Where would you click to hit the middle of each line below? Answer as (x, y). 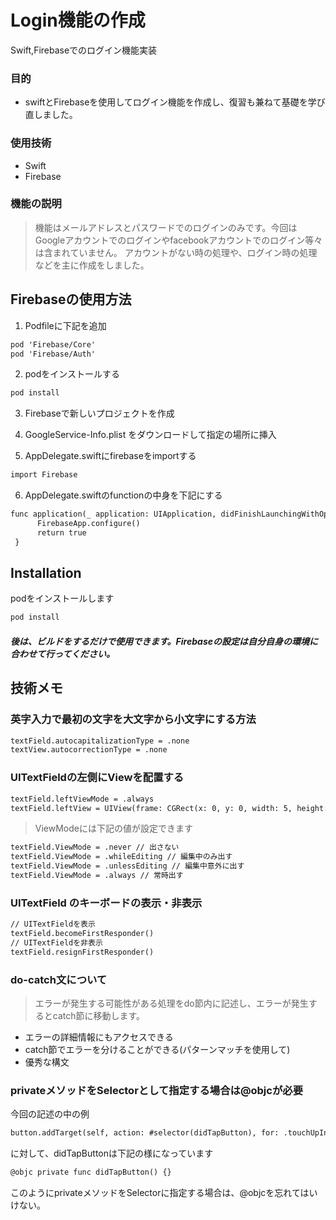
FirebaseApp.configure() (88, 524)
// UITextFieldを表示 (53, 924)
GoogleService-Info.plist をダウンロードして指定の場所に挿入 (150, 435)
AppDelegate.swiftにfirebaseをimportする (110, 456)
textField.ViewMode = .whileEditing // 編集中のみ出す (121, 857)
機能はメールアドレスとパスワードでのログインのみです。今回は (166, 227)
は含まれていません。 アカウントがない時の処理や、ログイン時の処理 (176, 252)
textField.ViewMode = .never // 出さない (95, 847)
